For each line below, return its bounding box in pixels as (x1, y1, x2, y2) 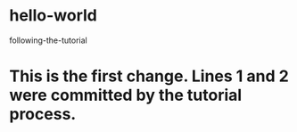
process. (9, 104, 77, 125)
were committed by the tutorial (9, 86, 243, 105)
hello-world (9, 5, 98, 26)
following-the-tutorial (9, 35, 87, 45)
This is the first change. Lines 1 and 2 (9, 66, 290, 87)
